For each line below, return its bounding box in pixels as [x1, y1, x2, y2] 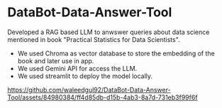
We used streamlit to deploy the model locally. [17, 72, 153, 80]
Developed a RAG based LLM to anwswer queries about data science [7, 28, 210, 36]
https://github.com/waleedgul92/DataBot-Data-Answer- [7, 85, 172, 94]
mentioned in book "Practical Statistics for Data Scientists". [7, 35, 180, 43]
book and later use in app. [17, 56, 94, 65]
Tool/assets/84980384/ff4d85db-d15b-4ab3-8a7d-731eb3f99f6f [7, 93, 198, 102]
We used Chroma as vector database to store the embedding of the [17, 49, 215, 58]
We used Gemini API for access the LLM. [17, 64, 138, 72]
